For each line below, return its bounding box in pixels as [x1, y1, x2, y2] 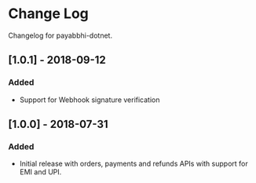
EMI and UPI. [19, 167, 62, 177]
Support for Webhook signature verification [19, 95, 160, 104]
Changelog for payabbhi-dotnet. [8, 31, 112, 40]
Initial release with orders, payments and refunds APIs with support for [19, 159, 249, 169]
